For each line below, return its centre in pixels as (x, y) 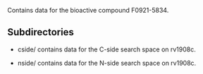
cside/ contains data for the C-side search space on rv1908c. (106, 49)
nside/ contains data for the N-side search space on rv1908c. (107, 63)
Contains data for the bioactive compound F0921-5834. (88, 10)
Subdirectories (41, 32)
